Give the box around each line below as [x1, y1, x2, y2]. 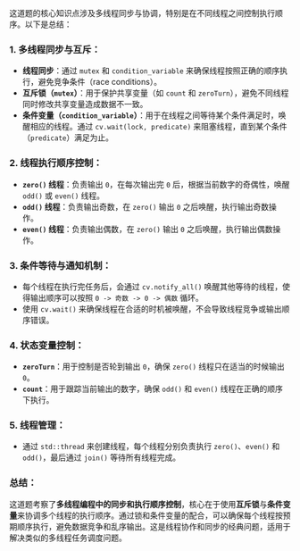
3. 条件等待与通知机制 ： [9, 259, 112, 271]
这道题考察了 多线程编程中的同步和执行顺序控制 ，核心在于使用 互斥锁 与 [9, 498, 268, 509]
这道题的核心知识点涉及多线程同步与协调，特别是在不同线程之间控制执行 [9, 8, 275, 18]
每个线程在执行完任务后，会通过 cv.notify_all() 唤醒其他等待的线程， [21, 280, 283, 292]
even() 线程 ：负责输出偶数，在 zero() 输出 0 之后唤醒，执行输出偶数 [21, 223, 273, 234]
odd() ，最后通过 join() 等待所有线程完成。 [21, 452, 181, 463]
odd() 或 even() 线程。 [21, 190, 105, 201]
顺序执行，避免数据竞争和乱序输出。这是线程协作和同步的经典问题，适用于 [16, 521, 291, 531]
